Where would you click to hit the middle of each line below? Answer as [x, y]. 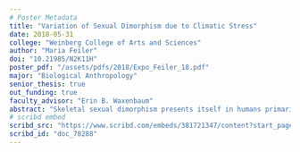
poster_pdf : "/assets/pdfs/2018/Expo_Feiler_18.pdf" [109, 68]
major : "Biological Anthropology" [74, 76]
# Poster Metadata [43, 17]
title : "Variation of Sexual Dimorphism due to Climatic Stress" [133, 26]
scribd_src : [31, 126]
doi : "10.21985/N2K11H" [54, 59]
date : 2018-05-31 [42, 34]
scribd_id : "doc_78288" [54, 134]
